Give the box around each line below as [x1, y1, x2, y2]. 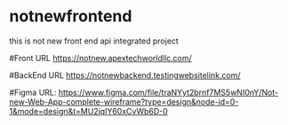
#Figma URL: [9, 87, 57, 98]
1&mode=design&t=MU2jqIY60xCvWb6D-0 [9, 105, 169, 116]
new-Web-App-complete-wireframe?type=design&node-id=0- [9, 96, 239, 107]
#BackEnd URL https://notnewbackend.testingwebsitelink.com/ [9, 69, 242, 81]
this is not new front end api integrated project [9, 35, 180, 46]
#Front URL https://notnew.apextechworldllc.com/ [9, 52, 193, 63]
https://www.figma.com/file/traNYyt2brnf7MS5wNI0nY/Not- [58, 87, 278, 98]
